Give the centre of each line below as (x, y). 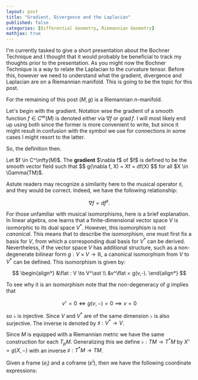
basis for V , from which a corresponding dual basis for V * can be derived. (96, 241)
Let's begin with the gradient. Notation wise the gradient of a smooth (90, 111)
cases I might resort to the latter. (46, 137)
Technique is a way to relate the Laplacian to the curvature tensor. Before (95, 69)
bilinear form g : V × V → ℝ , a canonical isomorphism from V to (112, 254)
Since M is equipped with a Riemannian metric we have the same (85, 334)
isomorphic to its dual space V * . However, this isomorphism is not (86, 227)
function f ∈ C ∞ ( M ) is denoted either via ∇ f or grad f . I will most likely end (96, 118)
